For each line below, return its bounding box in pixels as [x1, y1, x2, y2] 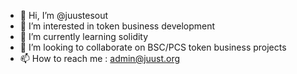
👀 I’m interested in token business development [19, 20, 216, 32]
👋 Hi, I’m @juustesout [19, 10, 109, 21]
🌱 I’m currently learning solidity [19, 31, 149, 42]
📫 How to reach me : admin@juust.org [19, 53, 181, 64]
